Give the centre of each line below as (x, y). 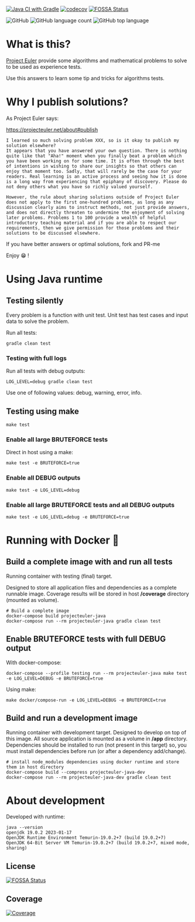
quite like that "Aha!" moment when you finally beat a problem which (94, 156)
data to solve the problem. (37, 321)
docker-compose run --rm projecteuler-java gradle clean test (83, 621)
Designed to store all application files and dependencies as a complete (91, 587)
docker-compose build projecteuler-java (56, 616)
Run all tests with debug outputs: (46, 371)
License (21, 866)
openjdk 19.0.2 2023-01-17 (39, 833)
